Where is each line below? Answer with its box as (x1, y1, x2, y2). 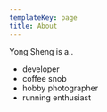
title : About (9, 22, 58, 30)
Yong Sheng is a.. (9, 46, 74, 56)
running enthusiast (21, 91, 92, 103)
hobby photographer (21, 82, 99, 93)
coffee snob (21, 73, 67, 83)
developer (21, 64, 60, 74)
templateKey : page (9, 13, 78, 22)
